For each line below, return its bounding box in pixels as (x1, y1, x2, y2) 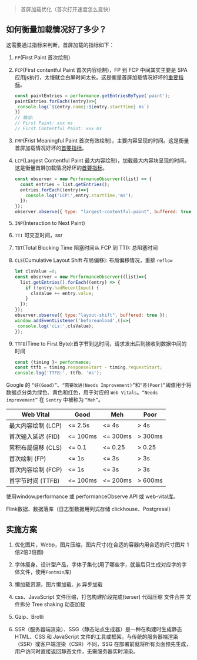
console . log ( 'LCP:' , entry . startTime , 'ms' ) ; (25, 193, 134, 198)
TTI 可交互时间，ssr (14, 232, 63, 239)
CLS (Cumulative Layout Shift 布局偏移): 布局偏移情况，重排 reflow (14, 257, 173, 264)
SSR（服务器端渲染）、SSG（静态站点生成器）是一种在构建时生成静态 (14, 626, 182, 632)
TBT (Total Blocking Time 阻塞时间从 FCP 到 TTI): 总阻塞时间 (14, 244, 158, 251)
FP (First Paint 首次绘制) (14, 54, 71, 61)
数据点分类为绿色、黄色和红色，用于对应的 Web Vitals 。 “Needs (6, 389, 158, 396)
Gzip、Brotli (14, 613, 44, 620)
